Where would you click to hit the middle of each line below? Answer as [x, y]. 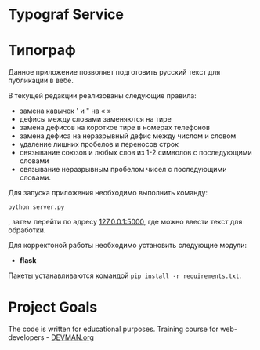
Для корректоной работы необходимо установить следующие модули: [127, 246]
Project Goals [53, 307]
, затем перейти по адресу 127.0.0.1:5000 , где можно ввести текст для [125, 222]
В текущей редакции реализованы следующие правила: [103, 96]
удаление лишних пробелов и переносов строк [99, 144]
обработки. [27, 230]
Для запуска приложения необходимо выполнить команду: [108, 193]
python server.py [36, 207]
